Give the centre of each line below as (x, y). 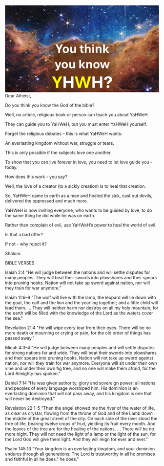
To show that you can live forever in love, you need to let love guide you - (79, 162)
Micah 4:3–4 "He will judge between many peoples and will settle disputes (80, 347)
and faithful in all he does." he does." (42, 459)
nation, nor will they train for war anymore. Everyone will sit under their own (81, 363)
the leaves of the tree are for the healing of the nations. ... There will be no (80, 429)
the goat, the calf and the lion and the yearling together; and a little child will (82, 302)
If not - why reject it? (26, 244)
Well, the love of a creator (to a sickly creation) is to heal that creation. (76, 186)
